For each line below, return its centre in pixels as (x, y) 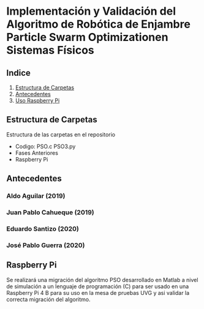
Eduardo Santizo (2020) (43, 229)
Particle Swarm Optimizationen (87, 37)
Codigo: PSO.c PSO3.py (45, 146)
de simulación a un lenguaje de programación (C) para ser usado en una (98, 286)
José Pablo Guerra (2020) (46, 245)
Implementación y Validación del (91, 11)
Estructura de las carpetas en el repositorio (61, 134)
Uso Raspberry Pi (37, 100)
